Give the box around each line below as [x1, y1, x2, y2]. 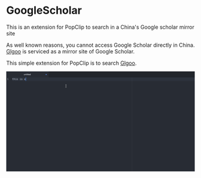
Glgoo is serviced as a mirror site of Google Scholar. [6, 47, 135, 55]
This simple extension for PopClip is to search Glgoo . [6, 59, 137, 67]
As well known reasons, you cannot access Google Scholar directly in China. [6, 41, 195, 49]
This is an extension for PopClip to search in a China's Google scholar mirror [6, 23, 194, 31]
